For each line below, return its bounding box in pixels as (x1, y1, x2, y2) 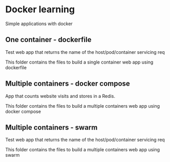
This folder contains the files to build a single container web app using (5, 59, 154, 65)
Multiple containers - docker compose (5, 79, 131, 88)
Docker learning (5, 4, 75, 15)
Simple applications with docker (5, 21, 73, 27)
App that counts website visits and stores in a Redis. (5, 93, 115, 99)
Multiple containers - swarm (5, 123, 98, 132)
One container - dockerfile (5, 35, 92, 44)
